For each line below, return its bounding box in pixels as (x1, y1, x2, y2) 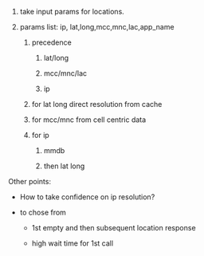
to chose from (19, 207, 66, 217)
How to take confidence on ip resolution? (19, 192, 155, 202)
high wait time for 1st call (31, 238, 114, 248)
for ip (31, 131, 49, 140)
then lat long (43, 161, 85, 171)
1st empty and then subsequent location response (31, 223, 197, 232)
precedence (31, 37, 72, 47)
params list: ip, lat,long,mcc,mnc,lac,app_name (19, 22, 175, 31)
